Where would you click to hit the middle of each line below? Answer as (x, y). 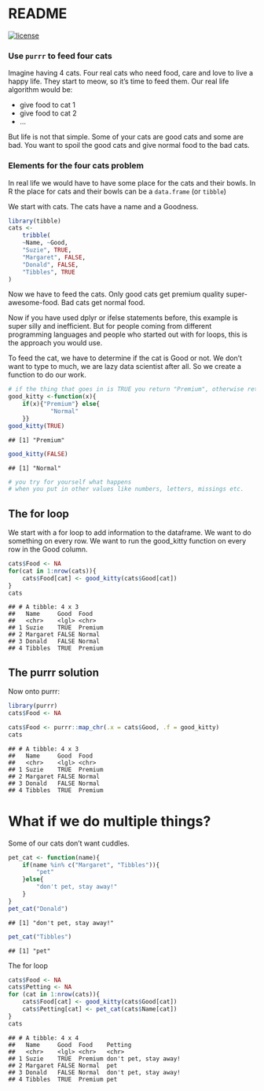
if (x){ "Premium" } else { (61, 404)
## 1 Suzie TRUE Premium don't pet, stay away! (94, 1059)
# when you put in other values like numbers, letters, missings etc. (126, 489)
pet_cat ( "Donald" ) (38, 909)
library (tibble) (35, 221)
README (38, 14)
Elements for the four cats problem (76, 166)
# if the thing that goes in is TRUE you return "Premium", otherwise (126, 389)
